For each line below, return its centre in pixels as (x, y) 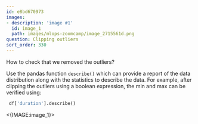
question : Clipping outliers (42, 39)
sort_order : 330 (26, 45)
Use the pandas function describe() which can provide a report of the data (98, 73)
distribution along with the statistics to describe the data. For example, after (99, 80)
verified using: (24, 92)
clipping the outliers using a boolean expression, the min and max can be (96, 86)
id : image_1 (27, 28)
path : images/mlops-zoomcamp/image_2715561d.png (73, 34)
